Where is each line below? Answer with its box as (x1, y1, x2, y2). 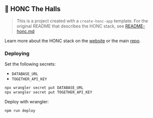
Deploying (4, 50, 30, 57)
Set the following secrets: (4, 61, 56, 67)
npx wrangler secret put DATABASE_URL (4, 85, 84, 91)
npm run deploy (4, 108, 36, 113)
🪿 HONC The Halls (4, 5, 61, 13)
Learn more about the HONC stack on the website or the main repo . (4, 38, 141, 44)
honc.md (16, 28, 35, 34)
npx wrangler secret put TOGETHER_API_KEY (4, 90, 92, 94)
